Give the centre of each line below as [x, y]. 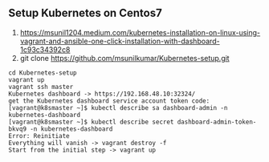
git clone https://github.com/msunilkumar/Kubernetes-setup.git [125, 58]
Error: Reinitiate [39, 136]
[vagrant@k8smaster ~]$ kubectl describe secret [91, 122]
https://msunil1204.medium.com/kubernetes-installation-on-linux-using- [140, 32]
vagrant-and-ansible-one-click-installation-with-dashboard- [120, 41]
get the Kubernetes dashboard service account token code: [109, 101]
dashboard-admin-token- [217, 122]
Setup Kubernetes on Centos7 [85, 13]
